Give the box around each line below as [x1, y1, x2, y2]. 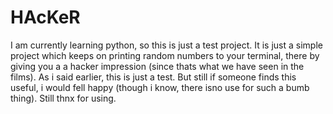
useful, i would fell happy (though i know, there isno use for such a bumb [10, 81, 310, 93]
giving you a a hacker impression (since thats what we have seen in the [10, 60, 305, 72]
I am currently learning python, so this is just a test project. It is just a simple [10, 39, 323, 51]
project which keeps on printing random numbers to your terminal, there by [10, 49, 320, 61]
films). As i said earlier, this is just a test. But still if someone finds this [10, 71, 297, 83]
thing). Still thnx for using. [10, 92, 117, 104]
